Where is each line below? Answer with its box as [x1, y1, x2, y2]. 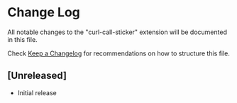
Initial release [17, 88, 57, 97]
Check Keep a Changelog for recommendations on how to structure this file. [7, 49, 231, 58]
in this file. [7, 35, 38, 43]
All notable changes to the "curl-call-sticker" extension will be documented [7, 28, 227, 36]
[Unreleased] [7, 70, 67, 82]
